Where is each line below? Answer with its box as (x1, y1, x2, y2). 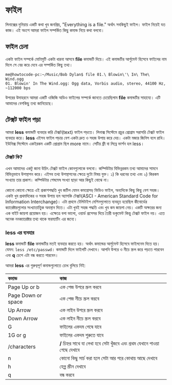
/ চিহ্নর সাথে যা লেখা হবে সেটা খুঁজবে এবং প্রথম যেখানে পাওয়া (59, 340, 160, 347)
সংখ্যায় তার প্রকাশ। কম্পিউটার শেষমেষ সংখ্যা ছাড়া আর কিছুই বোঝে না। (5, 176, 110, 183)
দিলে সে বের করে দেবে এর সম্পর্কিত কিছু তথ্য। (5, 62, 73, 68)
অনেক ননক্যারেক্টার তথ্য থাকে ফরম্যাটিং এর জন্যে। (5, 216, 78, 222)
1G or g (8, 332, 27, 339)
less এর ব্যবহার (5, 229, 34, 236)
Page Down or (8, 292, 42, 299)
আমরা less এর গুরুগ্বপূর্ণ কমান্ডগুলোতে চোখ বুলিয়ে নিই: (5, 262, 86, 269)
